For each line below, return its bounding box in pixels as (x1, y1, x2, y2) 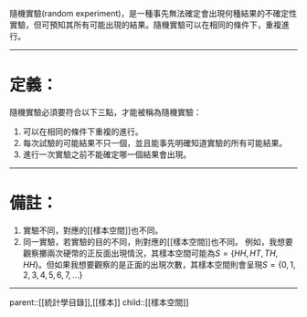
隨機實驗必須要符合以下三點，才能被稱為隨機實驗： (9, 106, 202, 117)
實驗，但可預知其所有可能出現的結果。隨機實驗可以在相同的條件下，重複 (9, 19, 281, 30)
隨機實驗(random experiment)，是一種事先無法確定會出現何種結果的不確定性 (9, 8, 298, 18)
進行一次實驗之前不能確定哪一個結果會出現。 (22, 149, 192, 160)
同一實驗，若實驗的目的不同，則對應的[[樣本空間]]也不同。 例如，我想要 (22, 236, 294, 247)
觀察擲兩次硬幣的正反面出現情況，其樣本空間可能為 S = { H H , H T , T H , (22, 248, 279, 259)
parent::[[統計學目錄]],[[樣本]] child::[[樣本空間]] (9, 296, 189, 308)
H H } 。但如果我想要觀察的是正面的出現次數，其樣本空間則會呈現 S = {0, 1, (22, 259, 296, 269)
